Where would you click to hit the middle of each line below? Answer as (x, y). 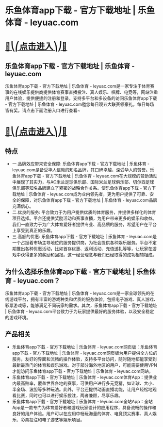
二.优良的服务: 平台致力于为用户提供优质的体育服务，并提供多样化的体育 (84, 213)
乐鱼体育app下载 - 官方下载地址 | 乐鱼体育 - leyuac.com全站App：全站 (82, 401)
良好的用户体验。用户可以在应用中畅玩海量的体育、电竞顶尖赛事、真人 (82, 413)
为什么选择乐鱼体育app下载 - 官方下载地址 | (70, 271)
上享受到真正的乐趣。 (33, 230)
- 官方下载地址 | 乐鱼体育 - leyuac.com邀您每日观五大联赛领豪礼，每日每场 (80, 104)
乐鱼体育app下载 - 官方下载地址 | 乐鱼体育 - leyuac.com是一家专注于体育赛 (80, 86)
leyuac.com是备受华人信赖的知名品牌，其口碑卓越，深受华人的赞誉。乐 (83, 170)
